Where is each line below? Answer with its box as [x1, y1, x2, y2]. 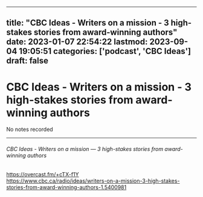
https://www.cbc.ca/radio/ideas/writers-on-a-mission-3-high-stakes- [6, 177, 180, 184]
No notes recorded [6, 125, 53, 133]
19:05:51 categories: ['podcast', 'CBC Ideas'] [19, 46, 192, 56]
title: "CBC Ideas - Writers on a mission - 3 [6, 18, 169, 28]
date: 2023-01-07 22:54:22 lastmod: [6, 37, 148, 47]
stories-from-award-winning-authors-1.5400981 [6, 183, 127, 191]
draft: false [6, 56, 48, 66]
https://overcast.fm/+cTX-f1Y [6, 170, 80, 178]
